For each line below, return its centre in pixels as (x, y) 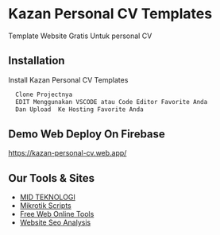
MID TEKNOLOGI (47, 197)
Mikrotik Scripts (45, 206)
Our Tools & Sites (52, 178)
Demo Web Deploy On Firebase (87, 134)
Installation (37, 61)
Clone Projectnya (44, 94)
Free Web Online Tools (57, 214)
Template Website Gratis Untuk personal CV (80, 36)
